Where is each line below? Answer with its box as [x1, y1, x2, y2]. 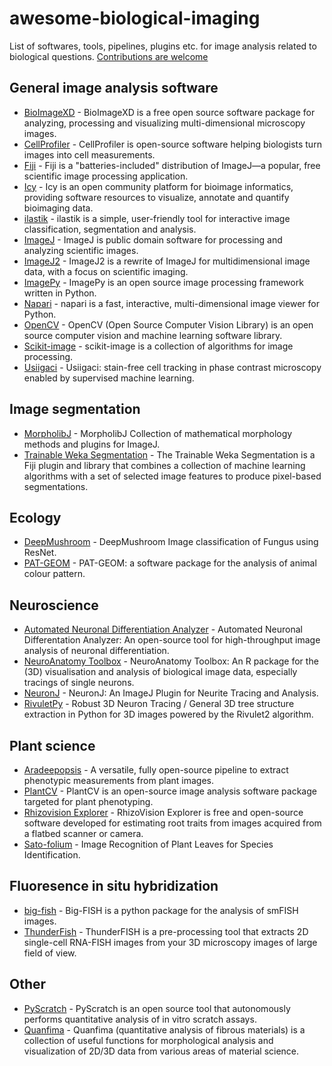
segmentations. [23, 480, 89, 492]
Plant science [9, 737, 96, 754]
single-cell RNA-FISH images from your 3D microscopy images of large [23, 936, 318, 948]
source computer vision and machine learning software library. [23, 329, 283, 341]
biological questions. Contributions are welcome [9, 50, 209, 62]
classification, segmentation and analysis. [23, 223, 197, 235]
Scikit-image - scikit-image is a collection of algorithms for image [23, 340, 294, 352]
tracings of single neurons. [23, 677, 135, 689]
